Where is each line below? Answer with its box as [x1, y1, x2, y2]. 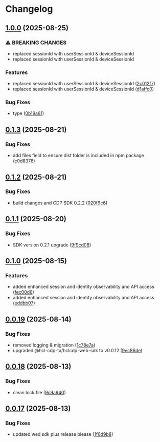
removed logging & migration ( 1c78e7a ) [12, 342, 96, 348]
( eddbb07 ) [12, 300, 35, 306]
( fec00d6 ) [12, 289, 34, 295]
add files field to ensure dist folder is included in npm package [12, 152, 145, 159]
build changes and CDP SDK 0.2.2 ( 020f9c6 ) [12, 200, 108, 206]
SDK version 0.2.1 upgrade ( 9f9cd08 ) [12, 242, 92, 248]
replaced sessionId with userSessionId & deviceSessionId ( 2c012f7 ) [12, 81, 156, 87]
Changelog [5, 3, 53, 15]
